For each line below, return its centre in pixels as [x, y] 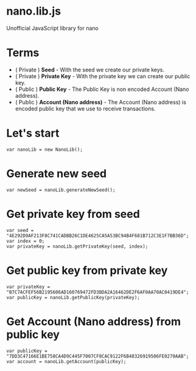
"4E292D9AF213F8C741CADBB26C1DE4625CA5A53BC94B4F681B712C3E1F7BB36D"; [98, 236]
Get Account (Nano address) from [94, 321]
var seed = [20, 230]
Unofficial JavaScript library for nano [52, 28]
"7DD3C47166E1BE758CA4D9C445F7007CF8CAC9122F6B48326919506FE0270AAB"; [98, 356]
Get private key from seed [73, 214]
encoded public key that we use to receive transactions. [85, 109]
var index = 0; [26, 241]
